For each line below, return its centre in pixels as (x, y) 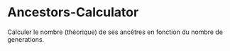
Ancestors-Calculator (73, 12)
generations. (26, 39)
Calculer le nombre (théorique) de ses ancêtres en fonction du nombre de (115, 32)
